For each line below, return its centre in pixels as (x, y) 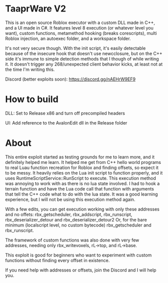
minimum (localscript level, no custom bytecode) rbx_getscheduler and (78, 225)
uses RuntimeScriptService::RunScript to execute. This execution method (81, 178)
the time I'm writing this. (30, 69)
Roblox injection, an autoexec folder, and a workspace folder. (68, 38)
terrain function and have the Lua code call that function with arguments (79, 188)
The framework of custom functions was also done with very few (72, 240)
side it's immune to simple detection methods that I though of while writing (82, 58)
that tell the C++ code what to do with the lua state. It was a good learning (81, 194)
